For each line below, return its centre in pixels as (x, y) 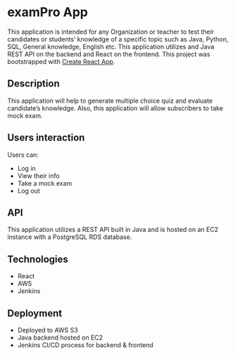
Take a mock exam (45, 183)
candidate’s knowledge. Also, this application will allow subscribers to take (115, 108)
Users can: (23, 155)
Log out (28, 191)
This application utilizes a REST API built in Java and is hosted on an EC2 (113, 230)
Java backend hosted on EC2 (60, 337)
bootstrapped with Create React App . (61, 61)
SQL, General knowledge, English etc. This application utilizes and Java (111, 46)
